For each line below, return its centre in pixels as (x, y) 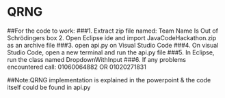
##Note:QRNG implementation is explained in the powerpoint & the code (109, 80)
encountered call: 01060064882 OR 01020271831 (77, 67)
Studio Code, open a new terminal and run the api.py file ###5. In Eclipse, (111, 52)
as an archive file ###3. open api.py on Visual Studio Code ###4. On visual (113, 45)
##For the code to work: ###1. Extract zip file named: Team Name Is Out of (113, 31)
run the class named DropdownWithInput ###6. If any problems (97, 59)
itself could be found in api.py (49, 87)
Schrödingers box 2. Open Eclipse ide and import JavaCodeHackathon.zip (112, 37)
